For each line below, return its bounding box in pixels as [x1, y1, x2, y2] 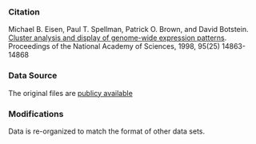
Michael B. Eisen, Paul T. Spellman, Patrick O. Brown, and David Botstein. [8, 25, 249, 34]
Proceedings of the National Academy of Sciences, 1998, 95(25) [8, 42, 221, 51]
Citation [8, 6, 40, 18]
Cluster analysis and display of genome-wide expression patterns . [8, 33, 227, 42]
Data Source [8, 70, 58, 82]
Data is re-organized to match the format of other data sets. [8, 126, 206, 136]
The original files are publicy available [8, 88, 134, 98]
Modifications [8, 108, 64, 119]
